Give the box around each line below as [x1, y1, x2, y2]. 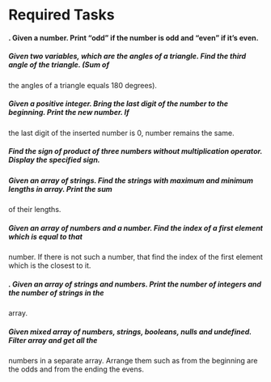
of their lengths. [8, 205, 61, 214]
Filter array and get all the [8, 335, 98, 345]
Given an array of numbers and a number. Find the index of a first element [8, 223, 264, 232]
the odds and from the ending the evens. [8, 364, 144, 374]
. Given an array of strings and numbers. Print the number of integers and [8, 279, 261, 289]
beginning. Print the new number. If [8, 108, 129, 117]
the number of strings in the [8, 287, 104, 297]
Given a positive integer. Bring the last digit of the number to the [8, 99, 229, 108]
